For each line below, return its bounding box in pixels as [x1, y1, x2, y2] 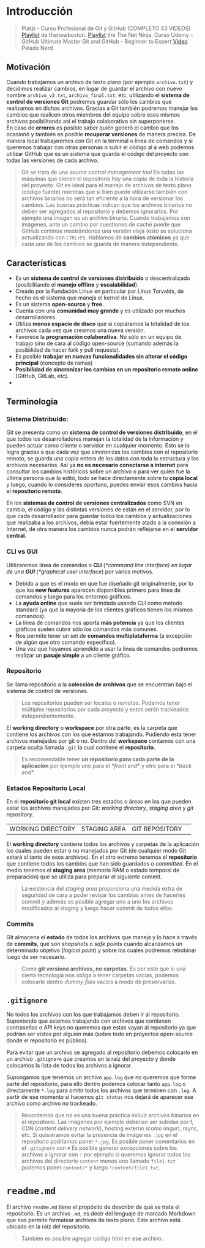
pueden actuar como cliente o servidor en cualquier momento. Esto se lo [6, 442, 190, 449]
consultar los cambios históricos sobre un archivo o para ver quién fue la [6, 468, 190, 475]
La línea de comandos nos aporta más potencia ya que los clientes [15, 619, 185, 626]
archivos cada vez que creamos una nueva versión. [15, 327, 146, 334]
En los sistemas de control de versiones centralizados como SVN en [6, 499, 182, 507]
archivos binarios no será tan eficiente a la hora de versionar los [21, 195, 184, 202]
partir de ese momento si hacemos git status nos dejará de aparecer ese [6, 1093, 194, 1101]
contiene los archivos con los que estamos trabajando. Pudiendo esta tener [6, 731, 197, 738]
